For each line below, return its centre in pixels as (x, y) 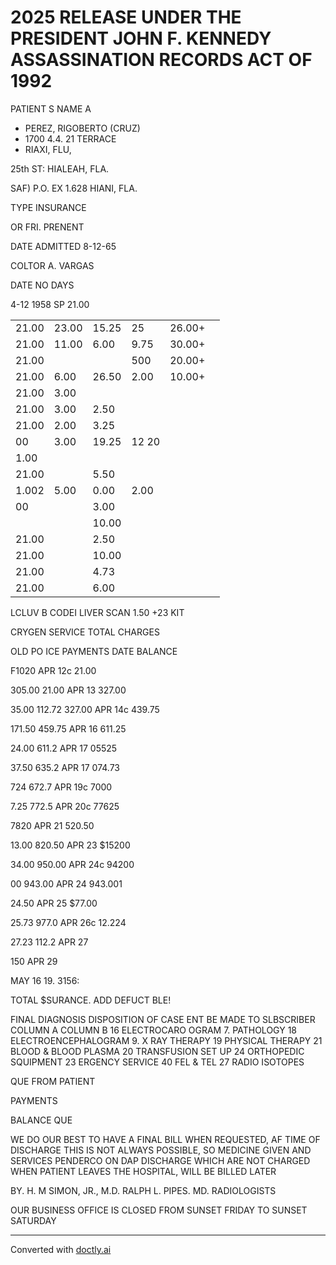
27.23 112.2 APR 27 (49, 942)
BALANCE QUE (41, 1120)
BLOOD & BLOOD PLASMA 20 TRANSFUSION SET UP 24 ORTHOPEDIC (157, 1051)
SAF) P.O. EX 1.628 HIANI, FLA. (74, 188)
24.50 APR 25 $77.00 (54, 903)
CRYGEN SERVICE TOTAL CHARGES (85, 632)
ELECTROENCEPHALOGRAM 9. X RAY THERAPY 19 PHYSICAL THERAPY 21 (166, 1040)
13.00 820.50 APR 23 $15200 (70, 845)
